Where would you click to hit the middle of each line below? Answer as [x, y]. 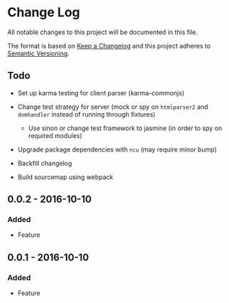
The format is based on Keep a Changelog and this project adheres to [109, 46]
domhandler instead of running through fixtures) [86, 114]
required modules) [55, 135]
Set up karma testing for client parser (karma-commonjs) [101, 92]
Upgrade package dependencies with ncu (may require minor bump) [117, 149]
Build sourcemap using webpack [65, 177]
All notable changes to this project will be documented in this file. [103, 32]
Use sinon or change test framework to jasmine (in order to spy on [125, 128]
